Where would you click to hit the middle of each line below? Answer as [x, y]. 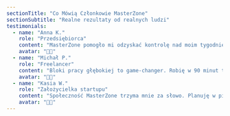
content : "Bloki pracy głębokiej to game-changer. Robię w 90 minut [119, 70]
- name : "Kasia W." [41, 83]
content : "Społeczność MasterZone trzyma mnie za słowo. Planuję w [117, 96]
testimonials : [27, 26]
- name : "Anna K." [39, 32]
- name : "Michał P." [42, 58]
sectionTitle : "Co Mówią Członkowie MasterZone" [77, 13]
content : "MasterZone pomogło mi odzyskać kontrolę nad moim [108, 45]
